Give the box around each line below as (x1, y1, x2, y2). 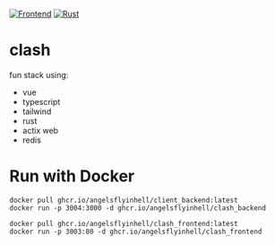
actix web (21, 125, 59, 136)
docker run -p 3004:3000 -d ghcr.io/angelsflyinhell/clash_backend (9, 203, 267, 213)
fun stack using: (9, 69, 69, 80)
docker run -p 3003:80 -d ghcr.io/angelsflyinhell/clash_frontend (9, 227, 262, 236)
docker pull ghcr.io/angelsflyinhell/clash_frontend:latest (9, 219, 239, 228)
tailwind (21, 106, 52, 117)
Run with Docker (9, 166, 135, 187)
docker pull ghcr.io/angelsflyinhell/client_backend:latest (9, 196, 239, 205)
